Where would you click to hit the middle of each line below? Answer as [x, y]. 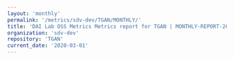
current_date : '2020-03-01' [48, 46]
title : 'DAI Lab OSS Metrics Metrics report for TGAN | [90, 26]
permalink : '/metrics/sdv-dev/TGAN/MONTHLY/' [74, 20]
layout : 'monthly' [34, 13]
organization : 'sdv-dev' [43, 33]
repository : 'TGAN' [36, 39]
